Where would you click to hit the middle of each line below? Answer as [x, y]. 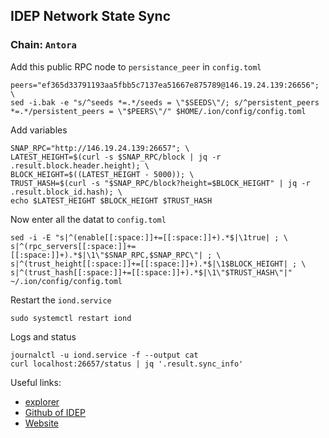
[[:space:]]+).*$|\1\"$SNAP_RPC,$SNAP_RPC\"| [106, 255]
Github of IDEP [55, 412]
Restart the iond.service [61, 300]
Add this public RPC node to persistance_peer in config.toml [136, 66]
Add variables [39, 130]
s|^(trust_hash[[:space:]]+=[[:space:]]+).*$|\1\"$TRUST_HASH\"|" [151, 272]
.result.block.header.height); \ [80, 165]
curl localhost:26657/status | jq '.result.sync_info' [127, 364]
